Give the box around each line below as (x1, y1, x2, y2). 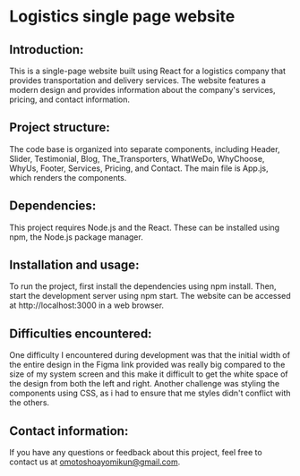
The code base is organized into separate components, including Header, (9, 143, 280, 154)
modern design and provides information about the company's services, (9, 85, 276, 95)
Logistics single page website (9, 6, 236, 27)
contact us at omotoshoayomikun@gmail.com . (9, 456, 181, 467)
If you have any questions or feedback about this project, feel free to (9, 447, 262, 458)
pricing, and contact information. (9, 94, 131, 105)
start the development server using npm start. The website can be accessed (9, 291, 291, 302)
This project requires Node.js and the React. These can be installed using (9, 222, 280, 233)
